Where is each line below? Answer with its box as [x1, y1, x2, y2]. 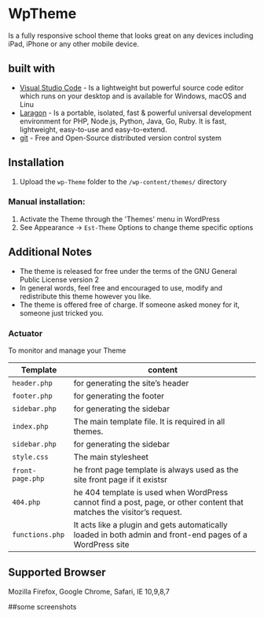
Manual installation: [8, 196, 86, 207]
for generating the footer [73, 390, 165, 402]
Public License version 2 [19, 275, 100, 284]
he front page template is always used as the [73, 464, 239, 475]
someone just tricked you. [19, 308, 104, 317]
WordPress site [73, 538, 130, 550]
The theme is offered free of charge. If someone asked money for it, [19, 300, 240, 309]
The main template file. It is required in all [73, 416, 225, 427]
